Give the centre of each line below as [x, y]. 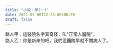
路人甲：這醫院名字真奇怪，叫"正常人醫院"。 [51, 34]
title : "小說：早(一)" [27, 10]
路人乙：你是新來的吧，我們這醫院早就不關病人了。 [58, 40]
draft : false [19, 19]
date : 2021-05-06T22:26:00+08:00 [40, 15]
